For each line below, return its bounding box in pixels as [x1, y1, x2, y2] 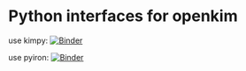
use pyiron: [8, 52, 50, 62]
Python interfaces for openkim [8, 6, 238, 26]
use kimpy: [8, 35, 49, 46]
